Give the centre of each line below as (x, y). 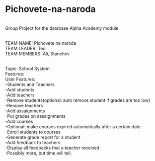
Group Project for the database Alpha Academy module (62, 28)
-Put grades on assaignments (35, 116)
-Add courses (19, 121)
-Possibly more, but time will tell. (39, 153)
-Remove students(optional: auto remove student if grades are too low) (78, 100)
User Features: (20, 79)
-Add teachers (20, 95)
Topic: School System (27, 69)
